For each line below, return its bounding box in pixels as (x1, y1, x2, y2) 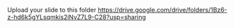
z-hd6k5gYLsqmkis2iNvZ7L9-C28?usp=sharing (7, 13, 146, 21)
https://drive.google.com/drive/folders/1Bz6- (98, 6, 228, 14)
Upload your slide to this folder (7, 6, 97, 14)
